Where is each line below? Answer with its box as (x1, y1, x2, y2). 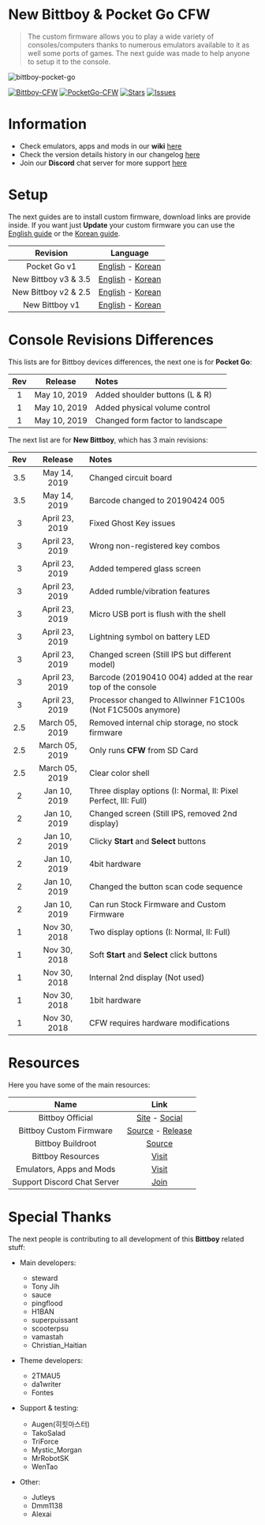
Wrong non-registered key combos (89, 540, 221, 551)
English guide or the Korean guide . (8, 228, 121, 238)
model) (89, 658, 116, 669)
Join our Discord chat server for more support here (19, 158, 188, 168)
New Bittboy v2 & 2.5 (12, 286, 91, 297)
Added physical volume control (95, 401, 211, 412)
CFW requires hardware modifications (89, 1017, 230, 1028)
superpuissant (31, 1315, 79, 1324)
